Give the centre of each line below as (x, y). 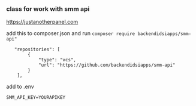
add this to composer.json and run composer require (71, 33)
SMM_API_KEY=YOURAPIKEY (36, 98)
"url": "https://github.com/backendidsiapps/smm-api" (107, 65)
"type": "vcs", (57, 60)
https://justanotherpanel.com (42, 22)
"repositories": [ (37, 49)
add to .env (20, 87)
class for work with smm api (48, 9)
